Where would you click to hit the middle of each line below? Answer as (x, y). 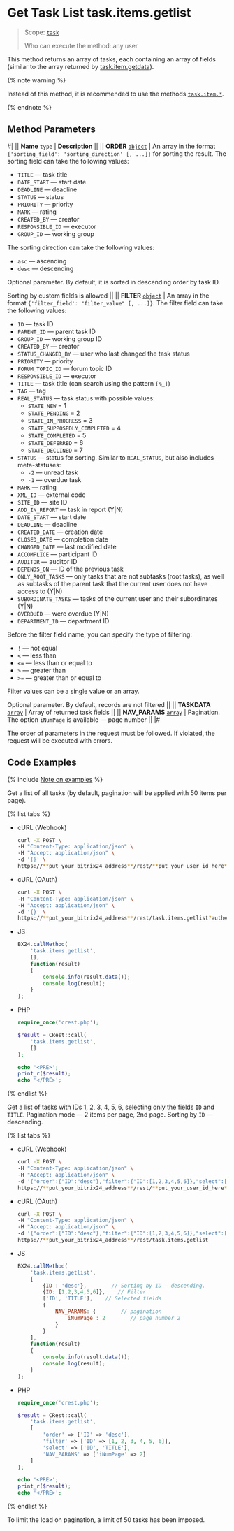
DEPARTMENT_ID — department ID (63, 621)
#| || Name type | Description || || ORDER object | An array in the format (111, 146)
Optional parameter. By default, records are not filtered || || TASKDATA (109, 704)
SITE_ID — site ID (42, 502)
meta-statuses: (39, 465)
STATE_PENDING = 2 (54, 413)
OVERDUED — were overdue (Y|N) (63, 614)
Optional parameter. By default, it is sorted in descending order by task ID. (114, 282)
